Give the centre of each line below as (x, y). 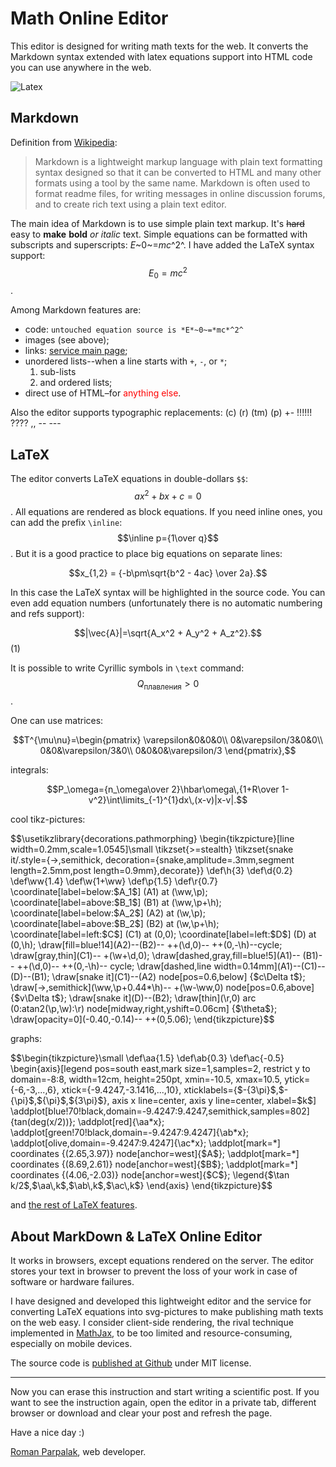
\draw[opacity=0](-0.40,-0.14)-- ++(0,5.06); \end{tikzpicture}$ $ (142, 1019)
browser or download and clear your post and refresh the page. (141, 1413)
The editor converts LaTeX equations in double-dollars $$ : (129, 479)
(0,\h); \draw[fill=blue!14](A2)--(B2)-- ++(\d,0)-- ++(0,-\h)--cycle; (146, 945)
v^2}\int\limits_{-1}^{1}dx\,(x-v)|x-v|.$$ (168, 800)
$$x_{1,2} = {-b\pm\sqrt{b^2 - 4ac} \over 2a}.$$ (168, 573)
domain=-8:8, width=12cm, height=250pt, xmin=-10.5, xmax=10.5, (146, 1079)
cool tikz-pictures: (48, 819)
